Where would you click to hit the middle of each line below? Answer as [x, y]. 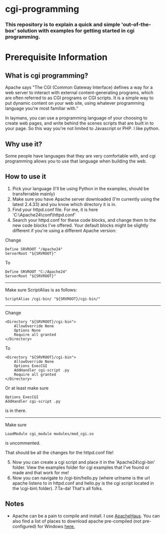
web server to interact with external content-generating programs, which [79, 93]
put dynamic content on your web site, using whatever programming [75, 103]
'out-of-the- [136, 25]
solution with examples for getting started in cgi [76, 31]
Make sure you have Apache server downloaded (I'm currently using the [86, 199]
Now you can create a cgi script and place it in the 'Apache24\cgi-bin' [84, 462]
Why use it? [24, 144]
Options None [27, 330]
